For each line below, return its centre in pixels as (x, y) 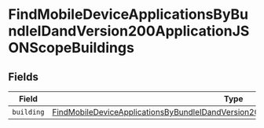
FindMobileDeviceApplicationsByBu (128, 15)
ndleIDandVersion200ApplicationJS (129, 31)
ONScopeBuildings (71, 48)
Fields (24, 77)
